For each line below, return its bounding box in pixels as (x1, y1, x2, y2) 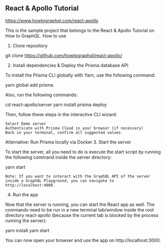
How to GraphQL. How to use (5, 32, 67, 39)
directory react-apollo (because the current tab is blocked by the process (5, 212, 158, 218)
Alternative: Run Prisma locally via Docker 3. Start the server (5, 139, 132, 145)
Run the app (12, 191, 38, 197)
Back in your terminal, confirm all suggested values (5, 130, 121, 135)
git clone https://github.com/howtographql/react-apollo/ (5, 52, 122, 58)
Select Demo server (5, 121, 47, 126)
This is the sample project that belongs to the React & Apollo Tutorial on (5, 27, 154, 33)
